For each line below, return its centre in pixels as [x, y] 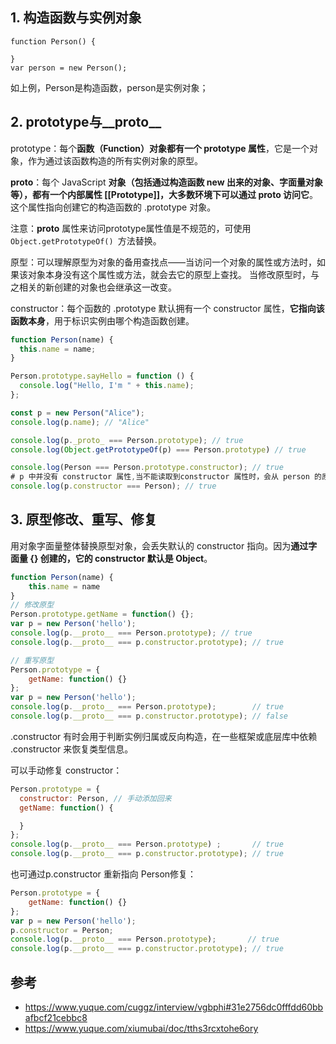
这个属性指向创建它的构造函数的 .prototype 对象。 [113, 207]
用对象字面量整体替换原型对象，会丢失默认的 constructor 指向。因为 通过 [159, 545]
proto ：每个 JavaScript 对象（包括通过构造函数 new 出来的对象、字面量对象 [166, 182]
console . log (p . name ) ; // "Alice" [80, 422]
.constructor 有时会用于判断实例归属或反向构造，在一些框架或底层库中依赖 [164, 736]
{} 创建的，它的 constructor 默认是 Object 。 [121, 558]
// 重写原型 [32, 660]
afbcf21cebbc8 [56, 1017]
